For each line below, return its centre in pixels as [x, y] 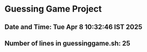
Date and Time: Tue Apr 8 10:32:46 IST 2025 [73, 27]
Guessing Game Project [53, 9]
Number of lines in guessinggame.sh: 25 [67, 43]
